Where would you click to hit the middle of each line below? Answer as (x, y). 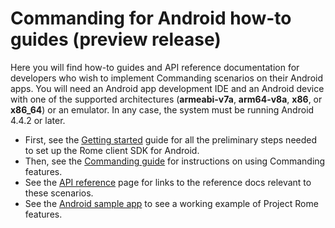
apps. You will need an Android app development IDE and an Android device (167, 88)
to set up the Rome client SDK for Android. (112, 150)
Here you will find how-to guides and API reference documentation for (155, 67)
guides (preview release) (116, 39)
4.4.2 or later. (38, 120)
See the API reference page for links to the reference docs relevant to (168, 182)
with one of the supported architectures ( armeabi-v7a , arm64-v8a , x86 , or (166, 99)
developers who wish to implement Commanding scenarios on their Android (166, 78)
